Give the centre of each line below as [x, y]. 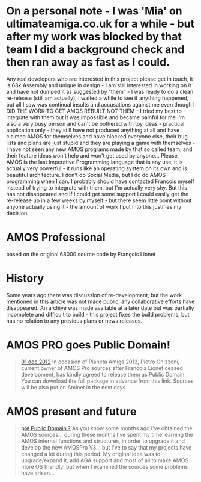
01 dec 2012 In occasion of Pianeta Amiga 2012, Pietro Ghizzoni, [100, 362]
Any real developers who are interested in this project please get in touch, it [100, 79]
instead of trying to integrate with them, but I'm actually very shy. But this [97, 187]
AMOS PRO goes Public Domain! [88, 345]
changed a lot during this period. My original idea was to [91, 454]
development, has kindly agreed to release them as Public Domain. [103, 374]
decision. [17, 213]
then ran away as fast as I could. [88, 62]
